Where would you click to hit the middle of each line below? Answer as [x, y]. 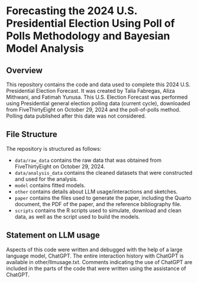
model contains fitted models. [50, 185]
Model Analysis [45, 49]
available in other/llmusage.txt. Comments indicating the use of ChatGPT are [99, 262]
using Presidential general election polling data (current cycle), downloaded [98, 103]
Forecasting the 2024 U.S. [72, 11]
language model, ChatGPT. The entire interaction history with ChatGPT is [95, 256]
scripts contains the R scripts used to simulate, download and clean [98, 210]
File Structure [32, 134]
